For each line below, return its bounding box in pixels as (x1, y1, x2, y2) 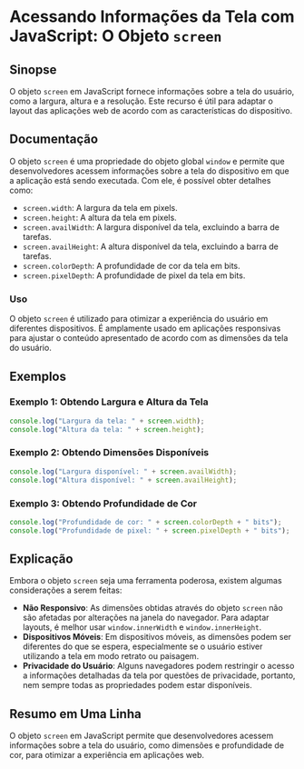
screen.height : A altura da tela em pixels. (22, 212, 177, 223)
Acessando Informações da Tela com (9, 6, 295, 27)
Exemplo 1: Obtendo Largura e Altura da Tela (9, 395, 209, 408)
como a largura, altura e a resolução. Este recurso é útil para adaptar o (9, 95, 274, 106)
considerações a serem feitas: (9, 584, 123, 596)
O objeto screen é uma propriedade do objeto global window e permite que (9, 155, 285, 166)
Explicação (9, 552, 74, 567)
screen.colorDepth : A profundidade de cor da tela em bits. (22, 260, 240, 271)
